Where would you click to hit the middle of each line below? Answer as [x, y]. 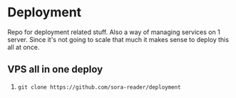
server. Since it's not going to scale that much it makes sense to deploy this [118, 39]
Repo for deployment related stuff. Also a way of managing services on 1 [114, 32]
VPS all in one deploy [55, 69]
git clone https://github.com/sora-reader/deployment [99, 87]
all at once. [24, 47]
